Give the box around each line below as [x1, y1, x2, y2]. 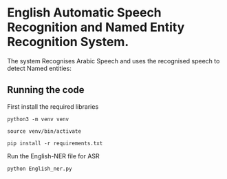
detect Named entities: [7, 64, 72, 72]
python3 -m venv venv [7, 116, 69, 123]
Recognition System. [7, 34, 129, 50]
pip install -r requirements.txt [7, 140, 103, 147]
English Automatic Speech [7, 5, 162, 21]
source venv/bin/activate [7, 127, 81, 135]
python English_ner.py [7, 165, 72, 172]
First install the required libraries [7, 102, 99, 111]
